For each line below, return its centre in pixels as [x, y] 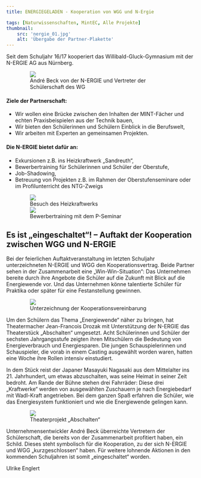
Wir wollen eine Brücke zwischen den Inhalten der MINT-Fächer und [99, 114]
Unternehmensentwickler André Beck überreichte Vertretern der [86, 431]
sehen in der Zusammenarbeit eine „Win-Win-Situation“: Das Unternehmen [98, 272]
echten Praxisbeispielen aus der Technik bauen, [74, 120]
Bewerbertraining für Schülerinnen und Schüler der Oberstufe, [92, 167]
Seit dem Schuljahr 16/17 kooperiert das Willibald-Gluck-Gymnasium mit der [100, 57]
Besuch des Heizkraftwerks [64, 204]
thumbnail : [20, 28]
